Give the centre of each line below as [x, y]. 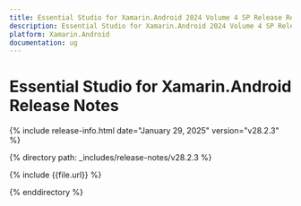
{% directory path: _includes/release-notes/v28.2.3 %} [111, 158]
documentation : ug [43, 43]
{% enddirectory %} [46, 193]
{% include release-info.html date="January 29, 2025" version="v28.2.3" [144, 131]
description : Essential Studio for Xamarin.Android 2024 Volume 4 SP [142, 26]
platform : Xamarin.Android [60, 34]
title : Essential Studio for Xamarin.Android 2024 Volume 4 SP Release [146, 17]
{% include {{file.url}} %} [56, 175]
